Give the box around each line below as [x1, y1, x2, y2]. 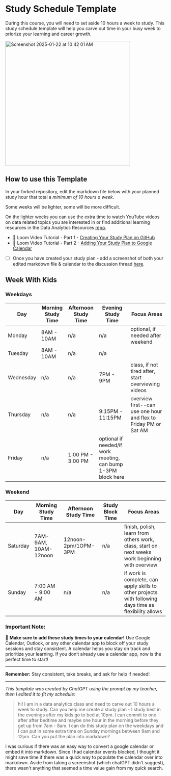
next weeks [124, 549, 152, 556]
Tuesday [8, 350, 28, 357]
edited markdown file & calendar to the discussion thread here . [12, 261, 145, 267]
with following [124, 595, 158, 602]
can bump [99, 460, 123, 468]
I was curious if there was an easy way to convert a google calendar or [5, 743, 154, 749]
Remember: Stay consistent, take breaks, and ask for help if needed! [5, 671, 150, 677]
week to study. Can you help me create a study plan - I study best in [17, 707, 161, 713]
